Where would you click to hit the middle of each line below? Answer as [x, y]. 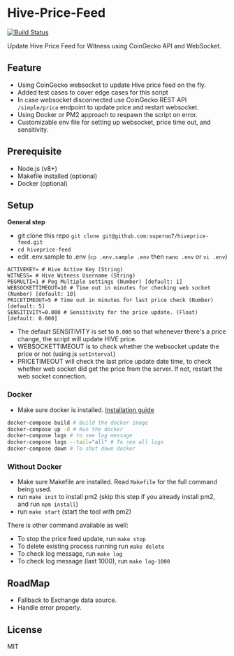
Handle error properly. [49, 608]
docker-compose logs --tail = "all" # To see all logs [86, 442]
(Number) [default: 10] [42, 294]
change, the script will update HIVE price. [77, 339]
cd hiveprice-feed [44, 250]
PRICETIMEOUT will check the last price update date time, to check [114, 362]
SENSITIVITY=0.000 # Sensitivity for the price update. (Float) [103, 313]
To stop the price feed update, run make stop [81, 539]
